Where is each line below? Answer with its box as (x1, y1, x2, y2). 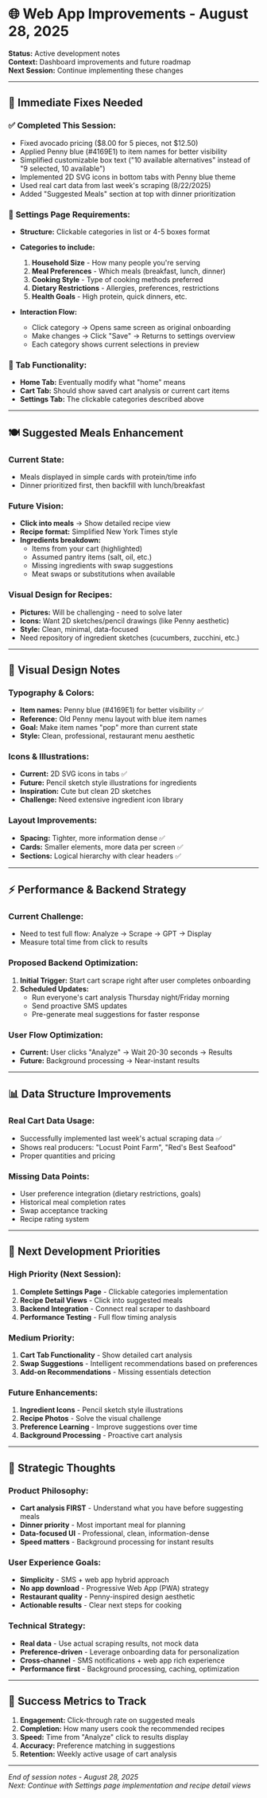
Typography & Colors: (8, 687, 95, 698)
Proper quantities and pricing (19, 1151, 115, 1160)
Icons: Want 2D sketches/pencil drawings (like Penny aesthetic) (19, 615, 230, 626)
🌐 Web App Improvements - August (8, 5, 249, 23)
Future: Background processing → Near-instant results (19, 1056, 200, 1066)
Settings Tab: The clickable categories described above (19, 395, 204, 404)
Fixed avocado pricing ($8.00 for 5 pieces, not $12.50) (19, 138, 199, 147)
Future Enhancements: (8, 1387, 99, 1398)
